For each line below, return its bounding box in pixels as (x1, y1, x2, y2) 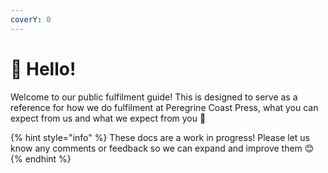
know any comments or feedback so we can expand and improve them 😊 (10, 142, 315, 154)
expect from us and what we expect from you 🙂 (10, 112, 207, 124)
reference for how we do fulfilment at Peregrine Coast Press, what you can (10, 101, 319, 113)
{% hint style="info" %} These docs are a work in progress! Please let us (10, 131, 310, 143)
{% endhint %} (10, 152, 72, 165)
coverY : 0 (10, 14, 52, 25)
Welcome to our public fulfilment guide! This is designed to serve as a (10, 91, 298, 103)
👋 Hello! (10, 57, 77, 80)
